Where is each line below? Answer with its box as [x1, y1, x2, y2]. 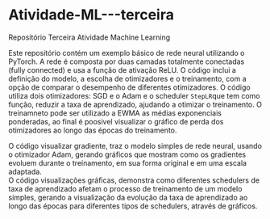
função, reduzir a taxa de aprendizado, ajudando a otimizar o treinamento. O [8, 99, 262, 109]
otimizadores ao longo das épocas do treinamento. [8, 125, 177, 135]
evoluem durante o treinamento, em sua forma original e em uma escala [8, 158, 247, 167]
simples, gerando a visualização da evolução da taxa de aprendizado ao [8, 192, 248, 202]
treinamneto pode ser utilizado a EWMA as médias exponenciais [8, 107, 222, 118]
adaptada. [8, 166, 42, 176]
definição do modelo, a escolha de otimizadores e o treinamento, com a [8, 74, 247, 83]
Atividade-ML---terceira [8, 6, 175, 24]
